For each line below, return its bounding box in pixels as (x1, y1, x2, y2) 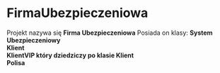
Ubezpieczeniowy (6, 35, 61, 44)
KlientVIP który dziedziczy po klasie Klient (6, 51, 134, 60)
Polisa (6, 58, 25, 67)
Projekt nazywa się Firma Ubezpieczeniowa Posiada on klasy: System (6, 28, 213, 37)
